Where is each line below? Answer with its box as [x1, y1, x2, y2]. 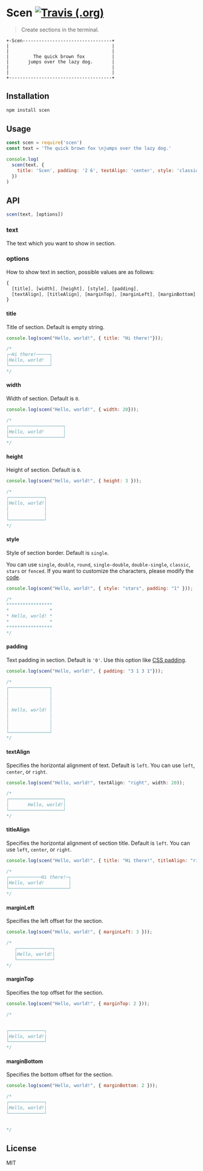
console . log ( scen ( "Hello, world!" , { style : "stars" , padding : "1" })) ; [6, 585, 193, 591]
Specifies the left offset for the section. [6, 917, 104, 925]
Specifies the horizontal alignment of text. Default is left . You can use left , [6, 762, 195, 769]
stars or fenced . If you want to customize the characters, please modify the [6, 567, 194, 574]
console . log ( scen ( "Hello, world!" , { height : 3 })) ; [6, 478, 142, 484]
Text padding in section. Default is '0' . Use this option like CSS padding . [6, 656, 187, 664]
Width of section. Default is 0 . [6, 395, 80, 402]
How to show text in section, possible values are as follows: [6, 268, 155, 275]
